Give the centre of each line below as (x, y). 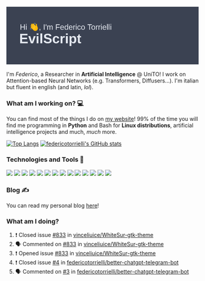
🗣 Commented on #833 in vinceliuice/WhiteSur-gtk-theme (89, 244)
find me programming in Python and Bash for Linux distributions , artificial (100, 125)
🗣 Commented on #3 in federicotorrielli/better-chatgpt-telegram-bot (102, 272)
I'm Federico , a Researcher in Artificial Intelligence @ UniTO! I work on (96, 75)
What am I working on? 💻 (45, 103)
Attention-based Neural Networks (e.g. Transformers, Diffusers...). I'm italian (103, 81)
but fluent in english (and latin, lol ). (50, 87)
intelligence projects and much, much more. (62, 132)
